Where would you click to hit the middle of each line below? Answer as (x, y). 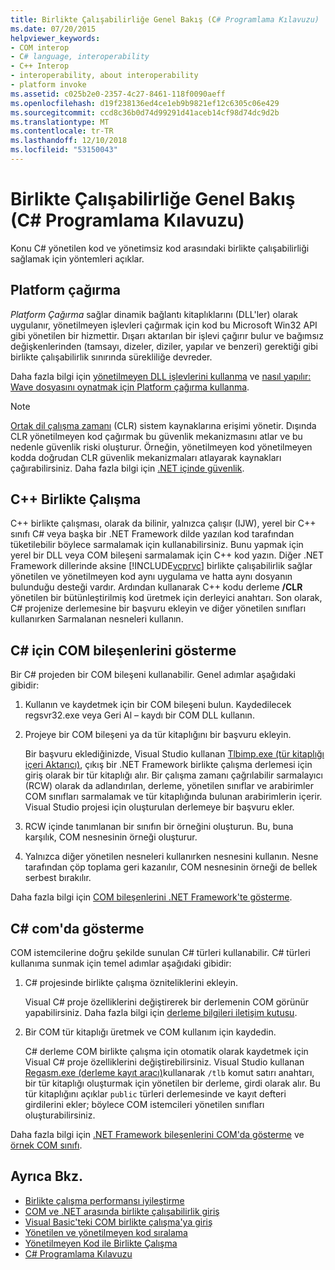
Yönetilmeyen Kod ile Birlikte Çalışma (101, 1243)
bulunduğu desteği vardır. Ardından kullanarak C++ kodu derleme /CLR (156, 587)
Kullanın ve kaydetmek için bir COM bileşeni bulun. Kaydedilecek (158, 705)
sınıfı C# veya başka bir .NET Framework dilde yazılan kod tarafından (152, 534)
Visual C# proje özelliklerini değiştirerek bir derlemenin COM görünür (167, 1002)
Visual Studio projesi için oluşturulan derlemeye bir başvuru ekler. (159, 807)
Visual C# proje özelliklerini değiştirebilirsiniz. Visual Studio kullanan (164, 1062)
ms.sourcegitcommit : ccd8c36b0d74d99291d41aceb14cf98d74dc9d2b (145, 112)
